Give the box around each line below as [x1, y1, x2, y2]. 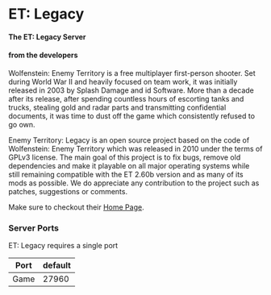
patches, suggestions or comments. [8, 186, 127, 196]
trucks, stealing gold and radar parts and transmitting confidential [8, 102, 227, 112]
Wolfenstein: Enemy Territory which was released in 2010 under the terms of [8, 143, 263, 153]
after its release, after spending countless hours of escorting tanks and [8, 93, 244, 103]
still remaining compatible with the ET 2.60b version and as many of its [8, 169, 244, 179]
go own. [8, 119, 35, 129]
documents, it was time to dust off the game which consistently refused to [8, 110, 256, 121]
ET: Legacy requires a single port [8, 241, 119, 251]
